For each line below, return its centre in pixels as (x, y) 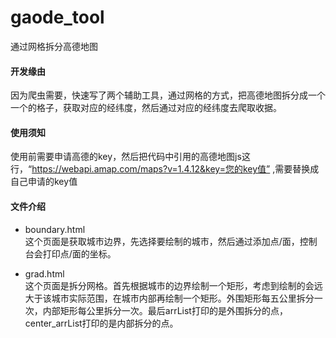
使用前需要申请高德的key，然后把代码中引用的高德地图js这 (130, 157)
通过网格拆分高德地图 (54, 46)
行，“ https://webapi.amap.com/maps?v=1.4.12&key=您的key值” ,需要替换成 (165, 169)
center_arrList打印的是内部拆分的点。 (101, 323)
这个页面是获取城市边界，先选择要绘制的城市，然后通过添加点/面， (162, 241)
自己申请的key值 (44, 182)
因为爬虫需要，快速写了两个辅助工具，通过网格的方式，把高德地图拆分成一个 (168, 95)
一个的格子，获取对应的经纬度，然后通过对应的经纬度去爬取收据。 (146, 108)
